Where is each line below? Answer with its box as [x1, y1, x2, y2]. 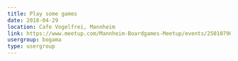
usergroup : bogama [7, 36, 62, 43]
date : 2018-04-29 [7, 17, 59, 24]
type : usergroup [7, 43, 55, 50]
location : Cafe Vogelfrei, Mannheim [7, 23, 115, 30]
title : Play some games [7, 10, 78, 18]
